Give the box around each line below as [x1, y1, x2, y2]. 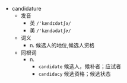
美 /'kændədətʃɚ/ [29, 27, 71, 34]
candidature [11, 5, 42, 12]
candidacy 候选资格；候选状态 [38, 71, 111, 77]
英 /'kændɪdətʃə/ [29, 20, 71, 26]
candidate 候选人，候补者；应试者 [38, 63, 122, 70]
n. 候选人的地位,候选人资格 [29, 41, 95, 49]
